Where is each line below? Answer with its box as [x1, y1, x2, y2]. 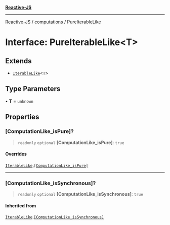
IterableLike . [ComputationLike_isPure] [5, 162, 89, 168]
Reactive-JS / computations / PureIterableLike [5, 19, 101, 25]
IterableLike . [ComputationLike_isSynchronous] [5, 214, 104, 220]
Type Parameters [5, 84, 61, 93]
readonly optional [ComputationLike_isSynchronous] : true [17, 191, 143, 197]
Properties [5, 113, 39, 121]
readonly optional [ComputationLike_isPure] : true [17, 139, 124, 146]
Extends [5, 57, 32, 65]
